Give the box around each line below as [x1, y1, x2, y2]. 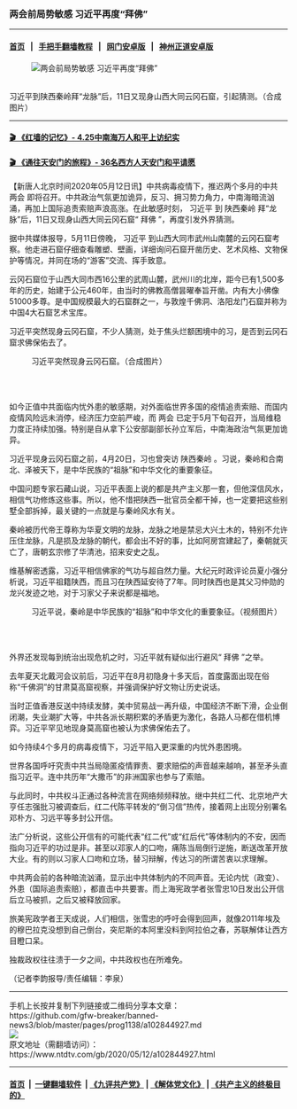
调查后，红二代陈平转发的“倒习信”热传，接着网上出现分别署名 [63, 801, 287, 812]
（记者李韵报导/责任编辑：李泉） [9, 973, 129, 984]
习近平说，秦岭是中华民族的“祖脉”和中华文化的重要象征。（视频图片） [31, 606, 283, 617]
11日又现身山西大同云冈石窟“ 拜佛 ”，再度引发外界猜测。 [35, 215, 240, 225]
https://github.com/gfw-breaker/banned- [9, 1011, 159, 1021]
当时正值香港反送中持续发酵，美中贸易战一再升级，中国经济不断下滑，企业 [9, 700, 280, 711]
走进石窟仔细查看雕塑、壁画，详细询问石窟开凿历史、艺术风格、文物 [32, 244, 280, 254]
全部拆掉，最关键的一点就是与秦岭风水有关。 [16, 505, 179, 516]
